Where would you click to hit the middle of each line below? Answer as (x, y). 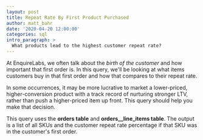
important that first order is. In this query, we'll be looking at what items (95, 69)
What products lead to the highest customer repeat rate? (87, 46)
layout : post (23, 12)
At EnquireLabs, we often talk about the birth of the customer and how (94, 63)
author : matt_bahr (29, 23)
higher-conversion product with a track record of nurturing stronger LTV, (97, 94)
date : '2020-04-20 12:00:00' (43, 29)
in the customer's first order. (42, 132)
